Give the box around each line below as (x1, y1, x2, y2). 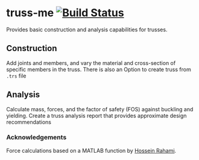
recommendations (6, 118, 52, 126)
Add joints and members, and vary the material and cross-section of (6, 59, 176, 66)
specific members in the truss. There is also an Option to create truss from (6, 66, 191, 73)
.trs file (6, 72, 27, 79)
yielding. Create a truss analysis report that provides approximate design (6, 112, 187, 119)
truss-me (6, 6, 54, 20)
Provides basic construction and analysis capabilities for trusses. (6, 26, 168, 33)
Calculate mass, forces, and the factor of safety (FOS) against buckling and (6, 105, 194, 112)
